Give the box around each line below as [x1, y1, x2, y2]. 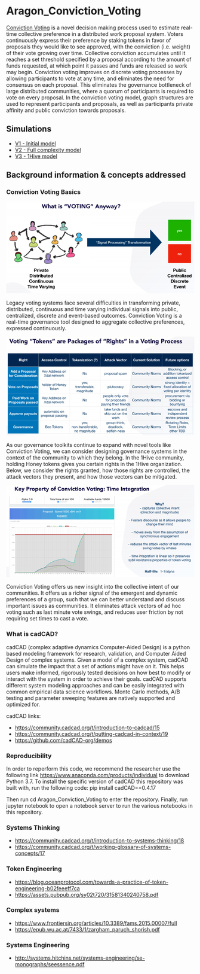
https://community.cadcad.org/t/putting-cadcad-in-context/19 [14, 730, 168, 737]
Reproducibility [6, 751, 52, 760]
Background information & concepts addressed [6, 170, 186, 180]
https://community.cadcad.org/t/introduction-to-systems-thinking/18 [14, 837, 184, 844]
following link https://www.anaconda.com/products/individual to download [6, 771, 190, 778]
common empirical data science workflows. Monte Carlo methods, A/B [6, 688, 180, 695]
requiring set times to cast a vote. [6, 615, 88, 622]
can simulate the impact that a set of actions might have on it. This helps [6, 662, 184, 669]
